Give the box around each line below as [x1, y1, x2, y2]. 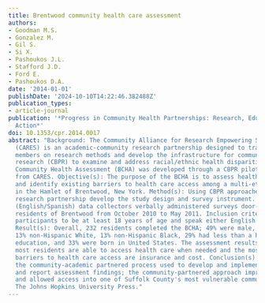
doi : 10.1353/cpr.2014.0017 [8, 129, 101, 137]
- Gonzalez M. [8, 33, 55, 42]
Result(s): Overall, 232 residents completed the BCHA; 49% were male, [15, 224, 256, 233]
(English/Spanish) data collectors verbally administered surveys [15, 202, 238, 210]
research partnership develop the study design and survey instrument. [15, 195, 256, 203]
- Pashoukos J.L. [8, 56, 65, 64]
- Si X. [8, 48, 34, 56]
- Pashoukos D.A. [8, 77, 65, 85]
